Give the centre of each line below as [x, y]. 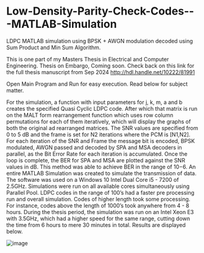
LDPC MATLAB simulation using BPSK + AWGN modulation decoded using [100, 41]
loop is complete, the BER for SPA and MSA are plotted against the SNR [96, 160]
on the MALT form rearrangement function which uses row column [90, 115]
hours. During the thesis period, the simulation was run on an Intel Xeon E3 [100, 212]
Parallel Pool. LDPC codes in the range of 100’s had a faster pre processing [100, 192]
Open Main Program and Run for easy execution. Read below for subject [97, 84]
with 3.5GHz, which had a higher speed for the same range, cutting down [98, 218]
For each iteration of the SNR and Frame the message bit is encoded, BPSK [100, 140]
